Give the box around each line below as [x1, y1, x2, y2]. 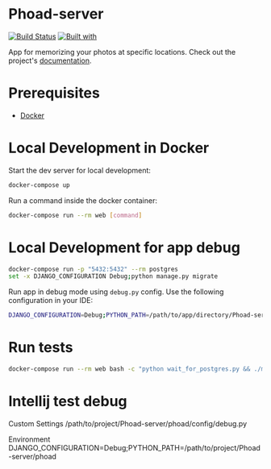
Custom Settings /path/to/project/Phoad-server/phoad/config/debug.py [8, 418, 248, 428]
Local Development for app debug [8, 239, 240, 256]
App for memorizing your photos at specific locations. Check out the [8, 47, 236, 56]
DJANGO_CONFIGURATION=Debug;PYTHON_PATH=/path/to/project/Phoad [8, 442, 261, 452]
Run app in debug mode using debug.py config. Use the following [8, 287, 224, 297]
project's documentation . [8, 56, 92, 65]
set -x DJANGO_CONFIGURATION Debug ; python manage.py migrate [8, 272, 219, 280]
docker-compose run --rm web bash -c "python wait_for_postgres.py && [8, 365, 251, 373]
